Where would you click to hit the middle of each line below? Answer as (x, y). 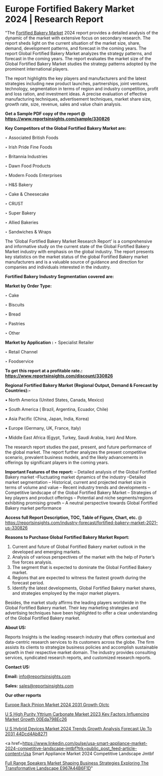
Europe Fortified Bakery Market (70, 9)
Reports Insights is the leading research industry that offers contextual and (80, 637)
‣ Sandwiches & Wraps (28, 231)
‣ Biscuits (15, 304)
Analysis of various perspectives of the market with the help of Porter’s (83, 557)
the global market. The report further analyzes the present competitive (76, 452)
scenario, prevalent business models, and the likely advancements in (74, 457)
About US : (16, 627)
